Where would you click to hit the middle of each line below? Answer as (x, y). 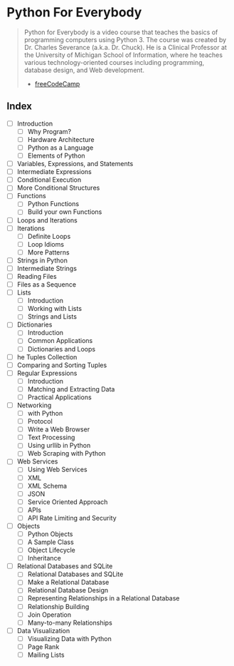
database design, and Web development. (84, 70)
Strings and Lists (52, 317)
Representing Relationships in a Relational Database (103, 598)
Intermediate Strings (47, 268)
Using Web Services (57, 470)
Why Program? (49, 131)
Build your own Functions (65, 212)
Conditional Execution (49, 180)
